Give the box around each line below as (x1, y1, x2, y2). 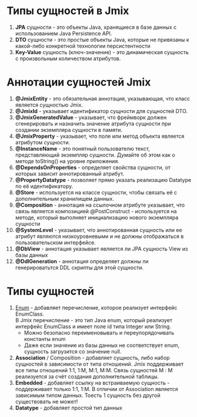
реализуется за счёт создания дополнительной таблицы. (15, 373, 159, 380)
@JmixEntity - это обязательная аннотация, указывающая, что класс (15, 95, 191, 102)
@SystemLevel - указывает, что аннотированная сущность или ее (15, 226, 182, 233)
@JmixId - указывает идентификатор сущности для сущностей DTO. (15, 107, 188, 114)
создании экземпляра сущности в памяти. (15, 126, 123, 133)
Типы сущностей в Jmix (6, 4, 129, 18)
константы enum (24, 335, 66, 342)
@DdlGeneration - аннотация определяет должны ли (15, 257, 149, 264)
